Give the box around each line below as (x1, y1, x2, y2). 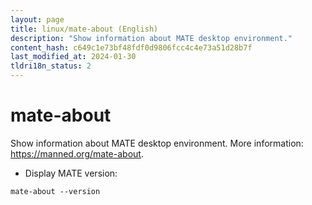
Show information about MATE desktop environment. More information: (10, 137, 304, 149)
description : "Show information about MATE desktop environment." (10, 33, 293, 43)
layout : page (10, 14, 65, 25)
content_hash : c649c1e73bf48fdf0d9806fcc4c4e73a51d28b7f (10, 42, 253, 53)
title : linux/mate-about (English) (10, 24, 159, 34)
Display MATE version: (24, 167, 118, 179)
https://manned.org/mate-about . (10, 147, 144, 160)
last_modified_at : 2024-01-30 (10, 52, 137, 62)
